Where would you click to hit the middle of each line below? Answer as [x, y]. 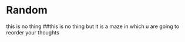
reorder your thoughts [33, 32]
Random [27, 10]
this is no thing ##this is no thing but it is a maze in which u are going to [93, 26]
